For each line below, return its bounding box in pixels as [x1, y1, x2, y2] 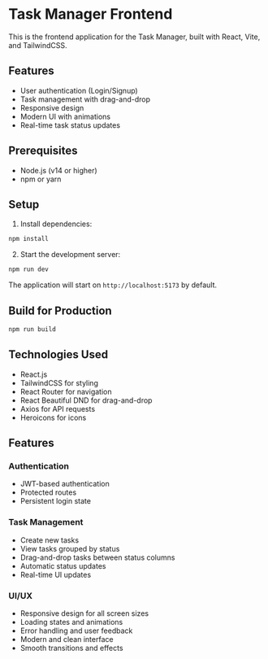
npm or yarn [19, 174, 62, 184]
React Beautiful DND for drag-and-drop [19, 395, 153, 405]
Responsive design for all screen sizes [19, 608, 149, 618]
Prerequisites [8, 144, 78, 158]
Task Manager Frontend [8, 5, 173, 24]
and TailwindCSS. [8, 40, 67, 50]
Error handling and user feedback [19, 626, 133, 635]
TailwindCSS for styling [19, 378, 99, 387]
